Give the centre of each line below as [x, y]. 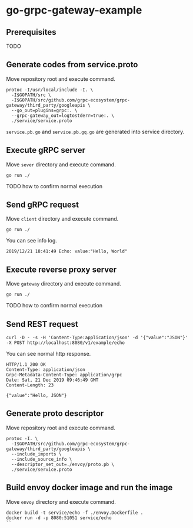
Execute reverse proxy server [61, 269]
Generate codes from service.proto [72, 65]
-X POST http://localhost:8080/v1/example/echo [66, 343]
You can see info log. [32, 241]
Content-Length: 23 [30, 385]
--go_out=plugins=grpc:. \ [44, 110]
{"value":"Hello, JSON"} [36, 396]
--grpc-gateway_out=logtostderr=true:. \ [63, 116]
